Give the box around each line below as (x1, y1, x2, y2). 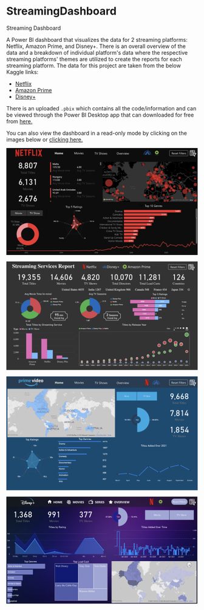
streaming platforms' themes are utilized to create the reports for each (6, 55, 182, 63)
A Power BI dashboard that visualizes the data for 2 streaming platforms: (6, 36, 188, 43)
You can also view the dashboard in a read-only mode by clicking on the (6, 129, 187, 137)
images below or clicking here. (6, 135, 83, 143)
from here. (6, 117, 33, 125)
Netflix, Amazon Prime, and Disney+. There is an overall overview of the (6, 42, 186, 50)
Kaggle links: (6, 68, 39, 75)
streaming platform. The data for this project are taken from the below (6, 62, 181, 69)
